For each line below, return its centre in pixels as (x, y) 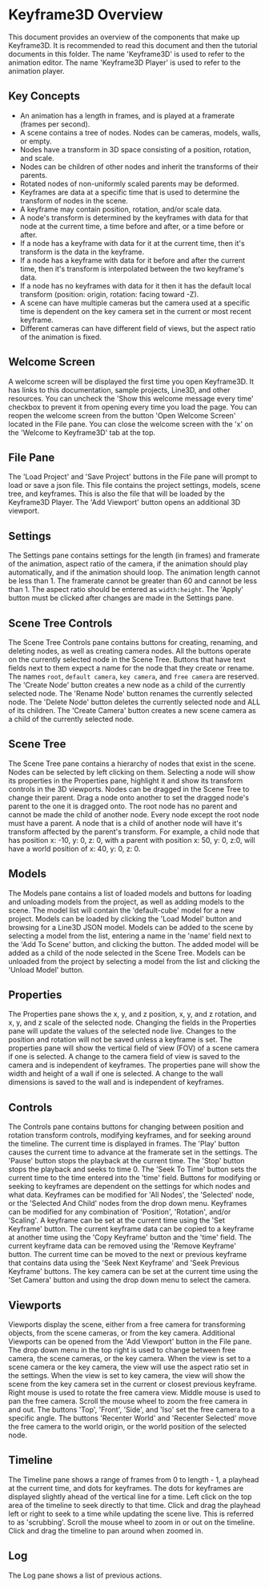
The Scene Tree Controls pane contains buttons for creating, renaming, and (133, 642)
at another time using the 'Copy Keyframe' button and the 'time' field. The (130, 1237)
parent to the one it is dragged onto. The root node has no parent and (123, 806)
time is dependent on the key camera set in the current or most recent (135, 311)
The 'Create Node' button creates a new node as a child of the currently (127, 685)
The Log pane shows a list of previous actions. (85, 1575)
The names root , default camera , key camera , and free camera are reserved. (134, 676)
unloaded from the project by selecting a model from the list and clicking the (134, 961)
